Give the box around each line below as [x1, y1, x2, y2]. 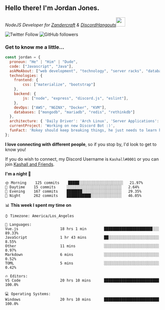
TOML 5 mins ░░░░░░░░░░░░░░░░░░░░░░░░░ [5, 260, 160, 266]
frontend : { [14, 78, 38, 83]
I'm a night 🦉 [5, 170, 31, 176]
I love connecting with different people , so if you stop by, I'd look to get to [5, 141, 157, 147]
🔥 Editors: [5, 274, 28, 279]
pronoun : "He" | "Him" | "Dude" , [9, 59, 78, 64]
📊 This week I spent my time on [5, 202, 72, 208]
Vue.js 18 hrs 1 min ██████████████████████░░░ [5, 226, 160, 231]
